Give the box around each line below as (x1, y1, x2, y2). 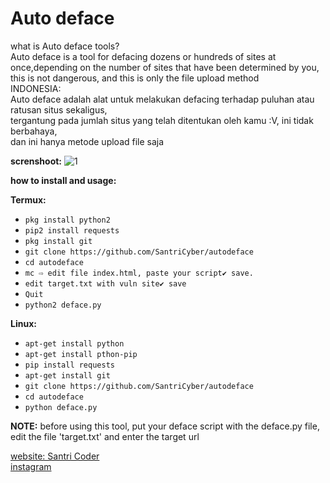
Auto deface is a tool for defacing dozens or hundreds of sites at (10, 50, 277, 62)
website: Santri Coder (10, 450, 100, 462)
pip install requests (24, 360, 115, 370)
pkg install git (24, 236, 93, 246)
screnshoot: (10, 155, 63, 167)
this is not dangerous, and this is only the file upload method (10, 72, 260, 84)
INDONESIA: (10, 82, 62, 94)
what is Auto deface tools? (10, 40, 120, 52)
